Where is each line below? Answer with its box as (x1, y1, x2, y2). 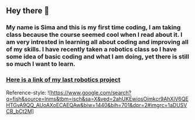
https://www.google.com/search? (50, 89, 131, 96)
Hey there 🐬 (6, 6, 50, 16)
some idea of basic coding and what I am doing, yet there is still (6, 53, 190, 61)
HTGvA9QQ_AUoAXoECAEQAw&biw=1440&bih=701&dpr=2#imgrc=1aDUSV (6, 101, 187, 108)
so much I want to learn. (6, 60, 76, 68)
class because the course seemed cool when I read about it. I (6, 30, 183, 39)
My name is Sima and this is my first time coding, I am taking (6, 23, 181, 32)
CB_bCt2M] (6, 108, 34, 115)
